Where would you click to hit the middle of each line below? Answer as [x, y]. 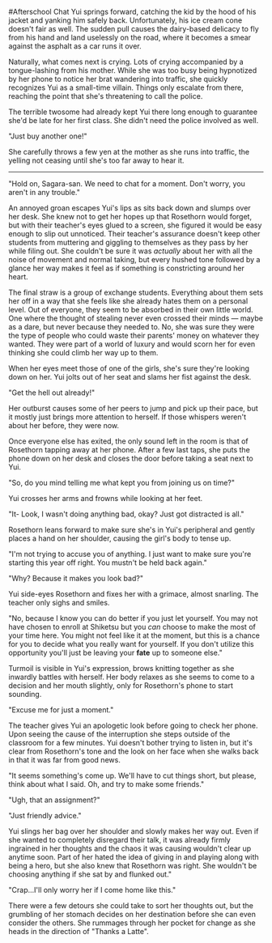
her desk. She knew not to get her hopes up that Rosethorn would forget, [130, 217]
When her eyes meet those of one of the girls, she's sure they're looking [129, 368]
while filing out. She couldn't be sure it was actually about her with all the [131, 251]
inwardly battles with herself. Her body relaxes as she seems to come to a [132, 677]
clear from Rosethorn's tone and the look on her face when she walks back [134, 751]
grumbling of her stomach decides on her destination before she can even [132, 914]
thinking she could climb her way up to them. [83, 353]
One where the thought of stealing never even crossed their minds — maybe [136, 318]
